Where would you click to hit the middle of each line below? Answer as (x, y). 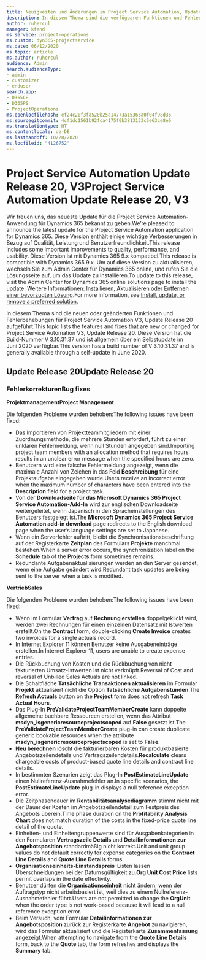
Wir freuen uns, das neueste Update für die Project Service (81, 217)
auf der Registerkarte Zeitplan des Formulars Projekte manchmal (98, 543)
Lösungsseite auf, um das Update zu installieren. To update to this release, (100, 275)
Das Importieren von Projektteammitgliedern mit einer (83, 432)
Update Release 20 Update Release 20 (80, 372)
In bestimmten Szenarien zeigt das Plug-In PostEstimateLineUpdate (102, 775)
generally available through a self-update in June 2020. (76, 352)
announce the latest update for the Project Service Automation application (100, 229)
